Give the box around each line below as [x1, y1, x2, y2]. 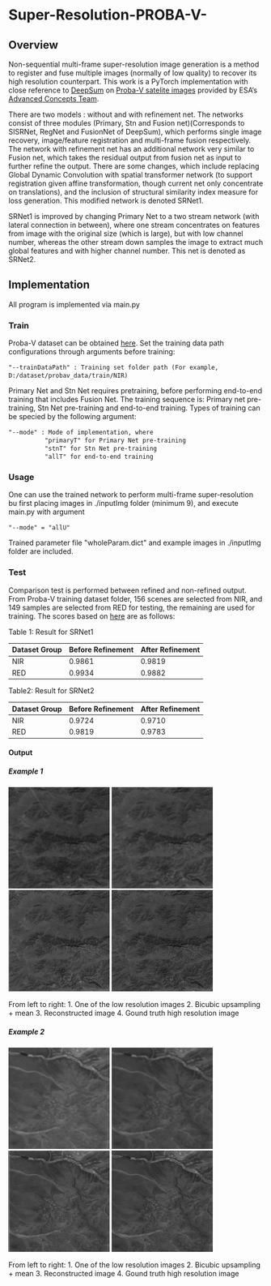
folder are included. [8, 547, 74, 556]
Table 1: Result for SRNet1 [8, 627, 94, 637]
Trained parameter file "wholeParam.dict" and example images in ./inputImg [8, 538, 261, 548]
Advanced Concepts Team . [8, 94, 100, 103]
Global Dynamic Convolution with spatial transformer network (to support [8, 170, 253, 179]
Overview [8, 38, 59, 52]
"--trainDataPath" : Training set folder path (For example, [8, 363, 219, 372]
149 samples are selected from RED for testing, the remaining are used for [8, 602, 255, 612]
